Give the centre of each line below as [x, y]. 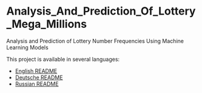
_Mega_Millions [46, 24]
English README [36, 71]
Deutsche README [39, 77]
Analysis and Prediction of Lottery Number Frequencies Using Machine [95, 41]
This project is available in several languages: [63, 59]
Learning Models [27, 47]
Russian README [37, 84]
